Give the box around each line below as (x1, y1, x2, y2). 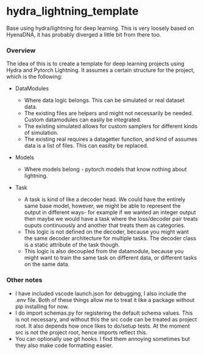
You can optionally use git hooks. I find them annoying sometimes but (15, 335, 190, 342)
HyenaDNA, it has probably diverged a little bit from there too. (6, 30, 161, 38)
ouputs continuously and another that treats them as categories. (24, 221, 186, 229)
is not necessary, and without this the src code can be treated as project (15, 315, 197, 323)
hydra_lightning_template (6, 4, 139, 18)
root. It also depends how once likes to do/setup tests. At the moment (15, 322, 190, 329)
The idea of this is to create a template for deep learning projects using (6, 60, 185, 68)
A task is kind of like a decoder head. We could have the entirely (24, 196, 186, 203)
